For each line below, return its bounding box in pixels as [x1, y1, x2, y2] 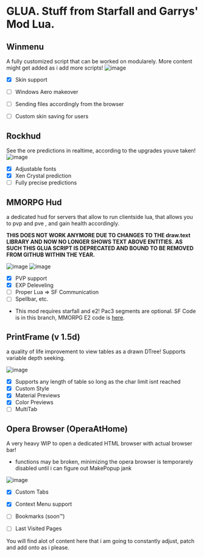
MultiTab [15, 406, 38, 413]
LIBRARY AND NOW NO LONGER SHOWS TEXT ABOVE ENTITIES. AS [6, 238, 183, 245]
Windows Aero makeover [15, 88, 79, 96]
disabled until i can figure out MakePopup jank [15, 465, 132, 472]
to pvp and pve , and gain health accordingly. [6, 220, 120, 227]
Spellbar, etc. [15, 295, 49, 303]
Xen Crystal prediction [15, 172, 72, 179]
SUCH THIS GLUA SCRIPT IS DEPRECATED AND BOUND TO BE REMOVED [6, 245, 194, 252]
